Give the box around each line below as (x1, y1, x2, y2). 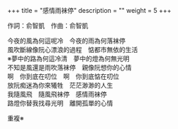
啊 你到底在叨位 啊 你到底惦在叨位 (7, 72, 119, 81)
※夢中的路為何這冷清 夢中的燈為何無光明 (7, 54, 130, 63)
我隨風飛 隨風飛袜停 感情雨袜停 (7, 90, 107, 98)
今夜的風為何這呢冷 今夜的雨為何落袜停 (7, 36, 126, 45)
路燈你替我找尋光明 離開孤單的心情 (7, 99, 113, 107)
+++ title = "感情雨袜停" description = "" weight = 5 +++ (7, 6, 172, 14)
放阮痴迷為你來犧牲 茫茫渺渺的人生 (7, 81, 113, 89)
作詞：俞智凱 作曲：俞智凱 (7, 21, 89, 30)
